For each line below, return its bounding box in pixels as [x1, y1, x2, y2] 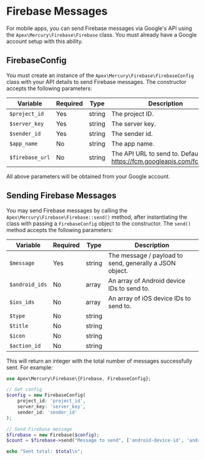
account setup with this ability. [6, 37, 84, 45]
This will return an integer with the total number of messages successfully [6, 357, 193, 364]
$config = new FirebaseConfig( [6, 392, 86, 399]
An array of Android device [108, 276, 185, 285]
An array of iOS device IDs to [108, 294, 191, 303]
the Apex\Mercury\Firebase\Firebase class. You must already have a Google [6, 31, 197, 38]
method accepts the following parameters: [6, 226, 113, 233]
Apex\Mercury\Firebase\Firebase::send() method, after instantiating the [6, 213, 188, 221]
